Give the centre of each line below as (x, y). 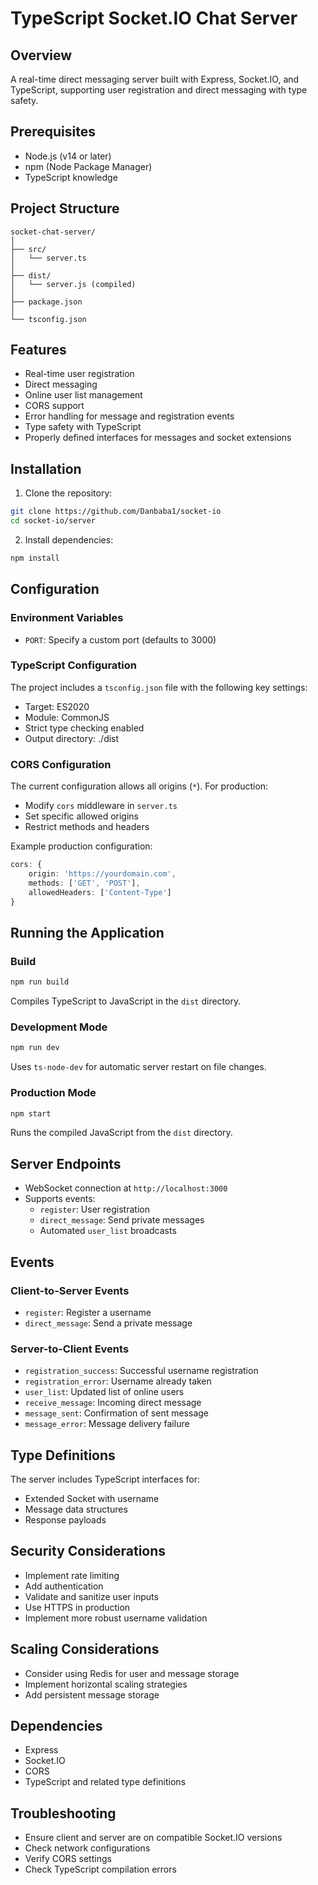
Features (38, 350)
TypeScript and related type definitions (105, 1782)
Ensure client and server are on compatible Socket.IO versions (153, 1838)
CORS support (54, 406)
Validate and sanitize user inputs (91, 1596)
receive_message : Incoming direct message (113, 1403)
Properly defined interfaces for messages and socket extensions (158, 438)
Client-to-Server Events (70, 1290)
